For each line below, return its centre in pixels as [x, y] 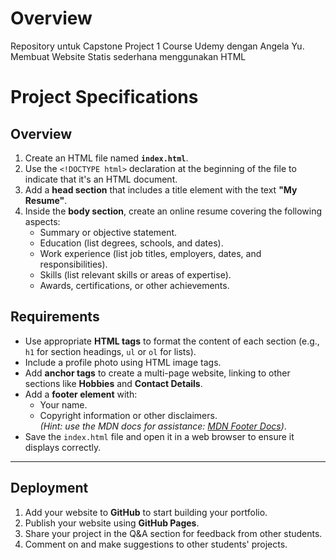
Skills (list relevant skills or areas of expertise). [135, 274]
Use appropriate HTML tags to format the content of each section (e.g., [172, 341]
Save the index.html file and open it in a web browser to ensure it [159, 436]
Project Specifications [104, 97]
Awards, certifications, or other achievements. [134, 285]
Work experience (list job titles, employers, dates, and [150, 253]
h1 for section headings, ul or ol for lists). [110, 351]
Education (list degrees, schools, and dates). [131, 243]
